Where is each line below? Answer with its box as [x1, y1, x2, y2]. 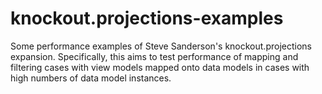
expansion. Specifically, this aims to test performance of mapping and [10, 50, 299, 62]
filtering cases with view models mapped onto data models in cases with [10, 61, 310, 73]
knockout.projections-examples [10, 7, 284, 30]
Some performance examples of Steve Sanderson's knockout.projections [10, 40, 312, 52]
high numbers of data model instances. [10, 72, 172, 84]
